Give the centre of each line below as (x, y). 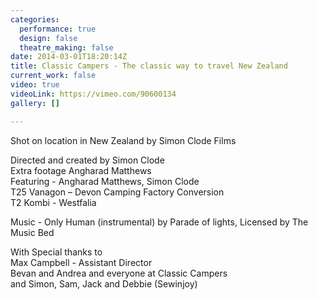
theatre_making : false (66, 47)
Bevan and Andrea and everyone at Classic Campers (119, 273)
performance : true (58, 29)
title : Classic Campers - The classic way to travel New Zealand (149, 66)
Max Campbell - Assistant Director (81, 262)
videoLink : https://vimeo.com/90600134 (93, 94)
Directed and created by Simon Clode (87, 160)
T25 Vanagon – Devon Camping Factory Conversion (117, 192)
